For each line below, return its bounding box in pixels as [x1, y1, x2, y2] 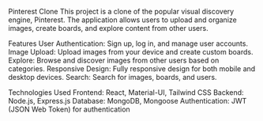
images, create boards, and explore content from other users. [8, 24, 209, 32]
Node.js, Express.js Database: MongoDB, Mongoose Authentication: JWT [8, 96, 247, 105]
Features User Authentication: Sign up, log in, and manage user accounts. [8, 39, 249, 48]
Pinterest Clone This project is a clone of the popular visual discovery [8, 7, 235, 16]
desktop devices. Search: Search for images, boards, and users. [8, 73, 217, 81]
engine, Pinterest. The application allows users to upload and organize [8, 15, 237, 25]
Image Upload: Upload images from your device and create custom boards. [8, 47, 254, 56]
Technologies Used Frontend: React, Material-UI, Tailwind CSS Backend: [8, 88, 244, 97]
